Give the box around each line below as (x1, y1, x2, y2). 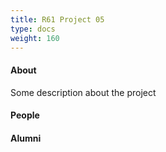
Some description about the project (10, 86, 157, 98)
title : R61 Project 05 (10, 14, 105, 25)
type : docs (10, 24, 56, 34)
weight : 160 (10, 33, 60, 43)
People (10, 109, 40, 121)
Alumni (10, 132, 42, 144)
